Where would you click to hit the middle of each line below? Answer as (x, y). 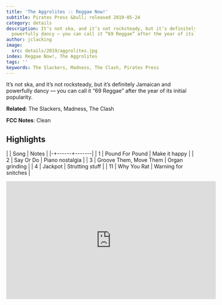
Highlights (26, 139)
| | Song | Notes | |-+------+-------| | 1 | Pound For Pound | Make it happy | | (100, 154)
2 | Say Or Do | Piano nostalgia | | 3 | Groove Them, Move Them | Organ (95, 160)
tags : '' (17, 62)
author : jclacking (29, 40)
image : (14, 46)
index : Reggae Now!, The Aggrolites (52, 56)
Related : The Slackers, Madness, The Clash (60, 109)
